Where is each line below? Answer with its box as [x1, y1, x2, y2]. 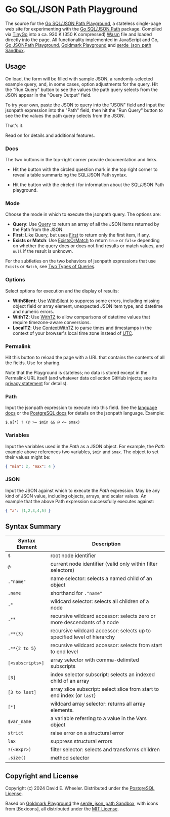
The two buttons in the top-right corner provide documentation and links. [5, 157, 158, 163]
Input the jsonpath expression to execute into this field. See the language [5, 404, 158, 411]
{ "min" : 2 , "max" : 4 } [5, 464, 56, 469]
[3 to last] [8, 689, 37, 695]
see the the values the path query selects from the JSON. [5, 112, 125, 119]
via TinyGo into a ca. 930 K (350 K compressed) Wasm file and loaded [5, 31, 152, 37]
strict [8, 730, 24, 736]
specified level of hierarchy [50, 633, 115, 640]
